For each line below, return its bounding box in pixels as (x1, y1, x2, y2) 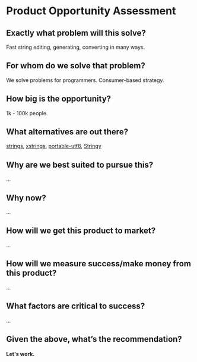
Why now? (6, 193, 46, 203)
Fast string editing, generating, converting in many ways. (6, 43, 145, 51)
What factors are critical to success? (6, 301, 145, 311)
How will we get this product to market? (6, 226, 156, 236)
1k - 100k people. (6, 109, 48, 117)
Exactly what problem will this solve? (6, 28, 147, 38)
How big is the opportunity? (6, 94, 112, 104)
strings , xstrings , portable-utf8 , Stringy (6, 143, 102, 150)
